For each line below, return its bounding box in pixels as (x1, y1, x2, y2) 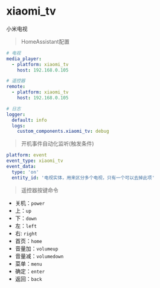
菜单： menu (14, 260, 42, 267)
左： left (14, 222, 37, 229)
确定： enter (14, 267, 45, 275)
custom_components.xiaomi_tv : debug (17, 129, 110, 135)
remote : (6, 84, 26, 90)
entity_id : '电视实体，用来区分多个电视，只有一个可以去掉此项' (11, 175, 155, 181)
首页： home (14, 237, 42, 244)
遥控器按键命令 (21, 186, 59, 193)
